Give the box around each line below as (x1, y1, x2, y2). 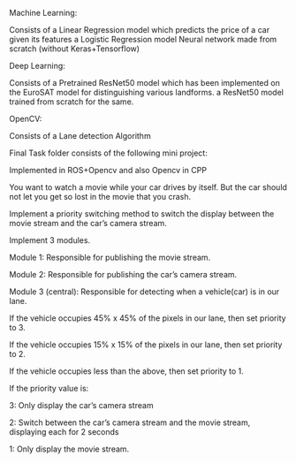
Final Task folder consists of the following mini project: (9, 148, 208, 158)
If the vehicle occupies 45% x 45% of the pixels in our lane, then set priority (9, 313, 286, 323)
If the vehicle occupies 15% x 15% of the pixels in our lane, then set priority (9, 339, 283, 350)
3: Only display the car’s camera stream (9, 400, 154, 410)
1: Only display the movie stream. (9, 444, 130, 454)
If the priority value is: (9, 383, 89, 393)
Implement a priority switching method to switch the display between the (9, 209, 275, 219)
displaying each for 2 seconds (9, 427, 119, 436)
